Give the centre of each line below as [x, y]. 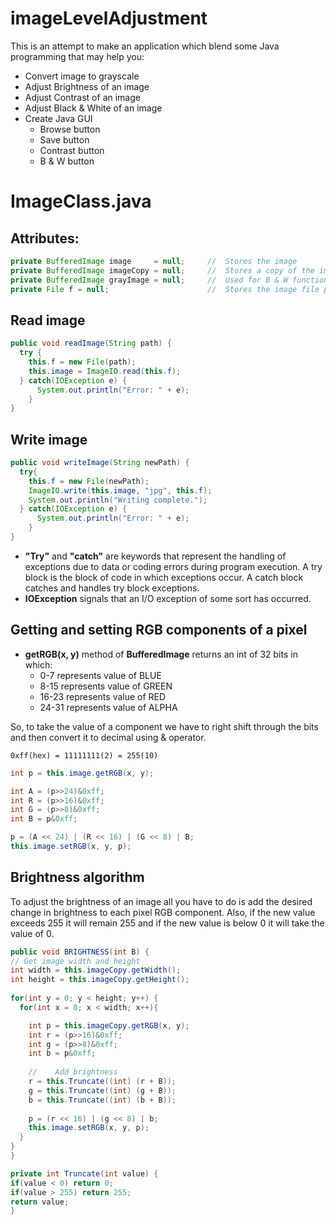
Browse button [70, 129]
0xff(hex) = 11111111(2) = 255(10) [84, 755]
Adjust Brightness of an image [87, 86]
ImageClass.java [81, 201]
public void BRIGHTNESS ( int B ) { [80, 952]
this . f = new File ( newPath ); [89, 481]
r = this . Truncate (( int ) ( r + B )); [102, 1082]
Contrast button [72, 150]
